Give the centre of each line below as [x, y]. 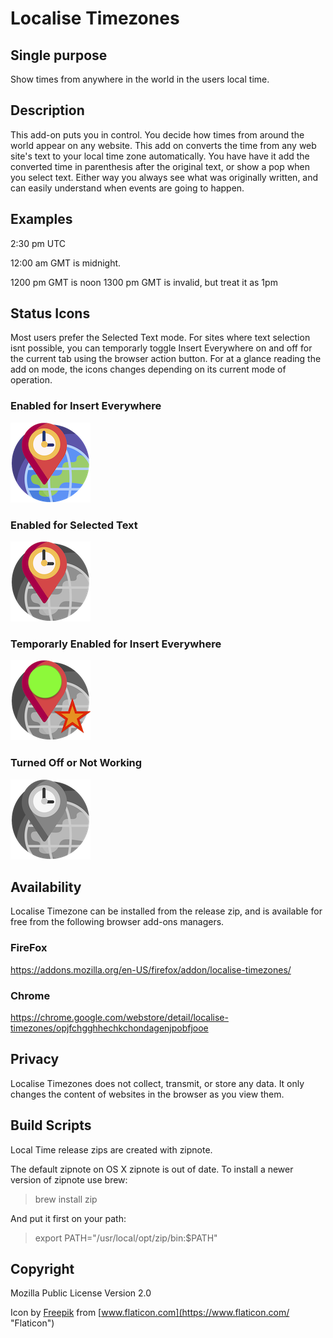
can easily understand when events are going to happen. [127, 188]
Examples [41, 219]
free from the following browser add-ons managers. [117, 922]
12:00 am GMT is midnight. [66, 263]
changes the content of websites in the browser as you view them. [147, 1094]
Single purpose [59, 55]
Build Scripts [51, 1125]
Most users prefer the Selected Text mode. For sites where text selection [160, 338]
